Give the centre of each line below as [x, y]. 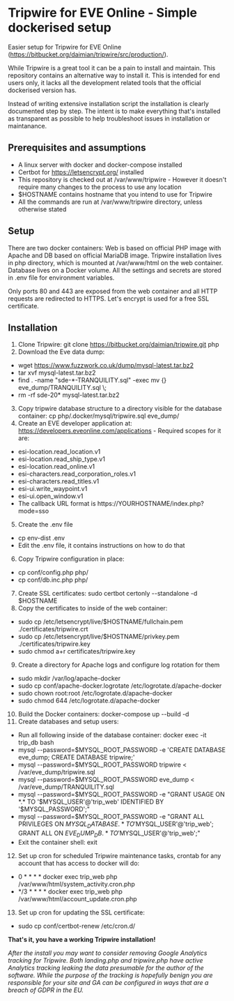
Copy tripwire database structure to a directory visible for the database [120, 409]
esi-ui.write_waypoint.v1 [53, 489]
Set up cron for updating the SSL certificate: [81, 912]
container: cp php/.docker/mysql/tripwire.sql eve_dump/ [99, 416]
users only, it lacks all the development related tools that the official [104, 82]
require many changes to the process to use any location [100, 187]
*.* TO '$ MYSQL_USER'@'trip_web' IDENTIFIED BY [91, 802]
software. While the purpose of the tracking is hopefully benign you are [110, 975]
